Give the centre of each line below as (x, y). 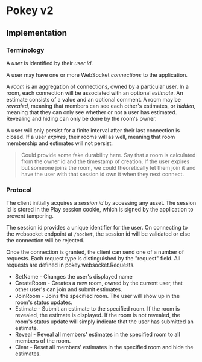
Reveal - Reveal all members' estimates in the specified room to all (97, 335)
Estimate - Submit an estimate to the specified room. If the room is (97, 309)
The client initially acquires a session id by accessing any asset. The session (101, 203)
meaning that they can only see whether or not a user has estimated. (92, 112)
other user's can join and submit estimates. (68, 289)
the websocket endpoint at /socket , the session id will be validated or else (98, 234)
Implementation (37, 33)
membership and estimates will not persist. (60, 143)
